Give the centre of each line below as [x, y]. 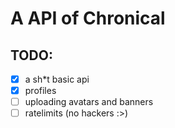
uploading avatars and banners [89, 102]
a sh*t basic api [57, 79]
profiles [40, 91]
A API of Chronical [88, 18]
